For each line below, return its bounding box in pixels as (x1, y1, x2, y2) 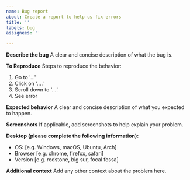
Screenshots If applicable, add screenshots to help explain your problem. (6, 121, 184, 128)
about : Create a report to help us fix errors (6, 14, 122, 20)
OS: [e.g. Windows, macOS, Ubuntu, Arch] (14, 144, 117, 151)
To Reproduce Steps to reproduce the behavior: (6, 62, 122, 70)
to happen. (6, 110, 32, 117)
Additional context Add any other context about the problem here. (6, 167, 167, 175)
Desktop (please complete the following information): (6, 132, 139, 140)
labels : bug (6, 24, 35, 31)
